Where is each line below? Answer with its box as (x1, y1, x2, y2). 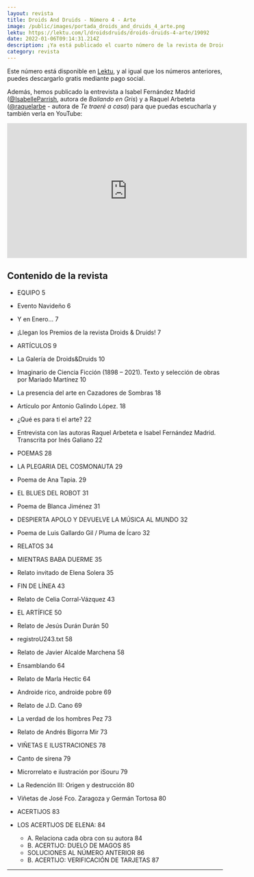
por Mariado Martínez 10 (16, 375, 87, 384)
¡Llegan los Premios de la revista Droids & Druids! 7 (16, 328, 162, 336)
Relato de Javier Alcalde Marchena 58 (16, 648, 125, 656)
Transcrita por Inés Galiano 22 (16, 436, 103, 444)
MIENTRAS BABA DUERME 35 (16, 555, 103, 563)
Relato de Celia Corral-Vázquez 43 (16, 595, 115, 603)
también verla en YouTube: (7, 109, 83, 117)
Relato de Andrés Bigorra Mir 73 (16, 728, 108, 736)
